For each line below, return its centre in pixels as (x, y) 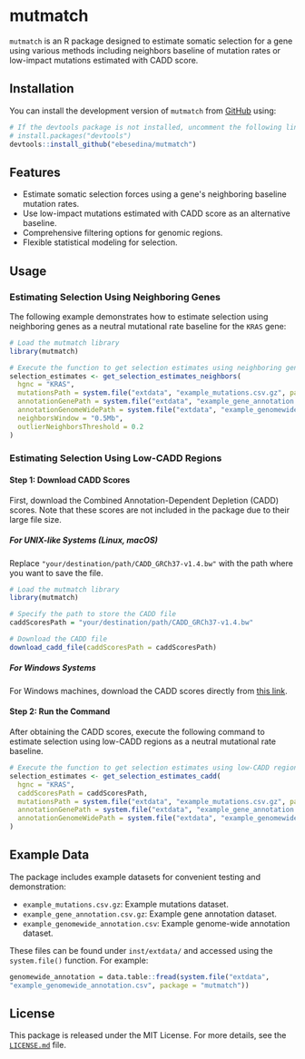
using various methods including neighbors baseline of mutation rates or (145, 50)
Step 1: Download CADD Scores (70, 480)
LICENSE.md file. (38, 1045)
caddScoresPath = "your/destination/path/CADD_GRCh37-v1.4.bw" (132, 623)
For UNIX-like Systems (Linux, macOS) (84, 540)
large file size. (35, 519)
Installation (42, 88)
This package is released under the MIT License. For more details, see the (148, 1035)
